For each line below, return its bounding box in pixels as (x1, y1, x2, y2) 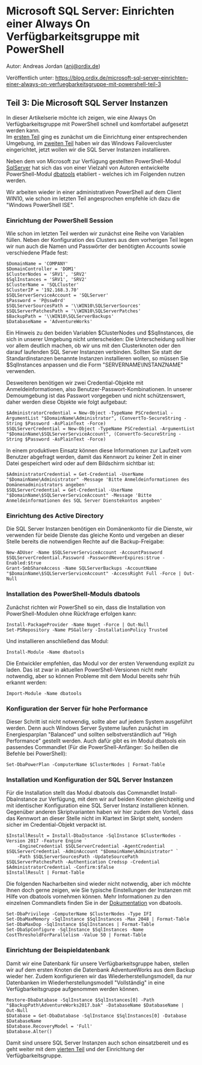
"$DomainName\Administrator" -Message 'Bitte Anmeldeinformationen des (6, 477, 189, 483)
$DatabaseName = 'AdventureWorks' (6, 319, 93, 325)
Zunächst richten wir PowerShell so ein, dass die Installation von (6, 603, 166, 611)
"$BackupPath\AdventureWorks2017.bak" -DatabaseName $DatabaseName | (6, 1002, 185, 1008)
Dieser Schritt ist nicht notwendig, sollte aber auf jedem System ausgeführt (6, 718, 192, 725)
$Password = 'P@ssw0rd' (6, 298, 66, 304)
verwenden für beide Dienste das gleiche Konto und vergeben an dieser (6, 531, 185, 539)
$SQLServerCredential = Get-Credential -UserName (6, 487, 133, 493)
